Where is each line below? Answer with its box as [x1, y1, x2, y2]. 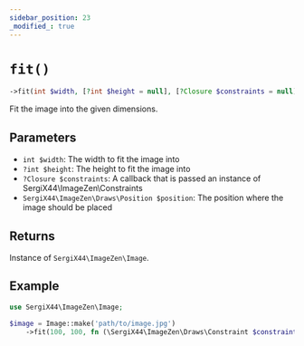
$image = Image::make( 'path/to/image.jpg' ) [9, 319, 176, 328]
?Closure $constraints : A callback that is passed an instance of [22, 173, 261, 184]
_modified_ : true [9, 22, 75, 31]
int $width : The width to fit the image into [22, 154, 180, 165]
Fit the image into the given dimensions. [9, 103, 158, 114]
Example [9, 278, 60, 294]
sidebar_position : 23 [9, 13, 91, 23]
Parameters [9, 130, 77, 145]
